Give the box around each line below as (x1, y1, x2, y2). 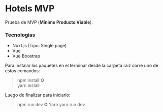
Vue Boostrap (12, 53, 40, 59)
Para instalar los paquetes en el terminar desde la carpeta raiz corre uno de (5, 62, 159, 69)
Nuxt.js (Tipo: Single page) (12, 43, 67, 49)
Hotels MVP (5, 3, 55, 14)
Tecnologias (5, 31, 35, 38)
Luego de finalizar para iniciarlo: (5, 92, 70, 98)
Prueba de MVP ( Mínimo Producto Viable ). (5, 19, 93, 25)
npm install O (17, 77, 44, 84)
